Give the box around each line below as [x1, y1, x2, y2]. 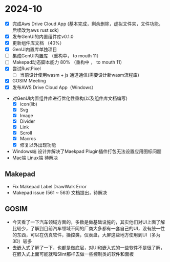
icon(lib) [19, 101, 38, 107]
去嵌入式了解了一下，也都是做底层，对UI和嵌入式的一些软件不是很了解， [12, 244, 165, 251]
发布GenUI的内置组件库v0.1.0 [12, 34, 74, 39]
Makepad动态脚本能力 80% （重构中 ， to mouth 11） [12, 59, 125, 65]
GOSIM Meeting [12, 78, 47, 84]
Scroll [19, 129, 32, 136]
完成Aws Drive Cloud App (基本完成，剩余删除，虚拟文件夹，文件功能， [12, 20, 163, 27]
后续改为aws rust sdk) [12, 27, 59, 33]
